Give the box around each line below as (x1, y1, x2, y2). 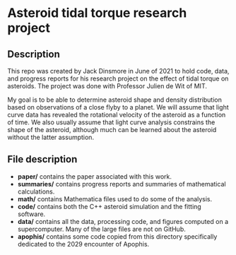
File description (7, 153, 78, 165)
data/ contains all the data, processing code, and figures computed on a (17, 217, 228, 225)
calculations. (17, 187, 55, 196)
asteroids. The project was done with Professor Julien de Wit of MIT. (7, 82, 207, 90)
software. (17, 210, 46, 218)
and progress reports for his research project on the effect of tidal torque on (7, 74, 229, 83)
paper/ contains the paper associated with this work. (17, 172, 172, 181)
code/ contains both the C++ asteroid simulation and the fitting (17, 202, 201, 210)
